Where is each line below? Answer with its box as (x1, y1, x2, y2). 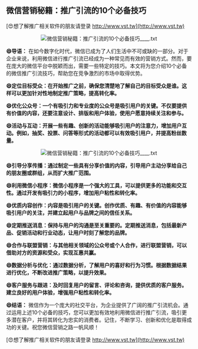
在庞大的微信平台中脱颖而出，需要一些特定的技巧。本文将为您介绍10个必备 (6, 62, 187, 69)
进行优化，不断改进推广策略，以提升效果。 (6, 269, 110, 276)
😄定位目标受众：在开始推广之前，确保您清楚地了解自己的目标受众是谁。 (6, 82, 182, 89)
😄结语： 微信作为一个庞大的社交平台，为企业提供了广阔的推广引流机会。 (6, 301, 184, 308)
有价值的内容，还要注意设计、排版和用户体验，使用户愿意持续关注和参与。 (6, 109, 187, 116)
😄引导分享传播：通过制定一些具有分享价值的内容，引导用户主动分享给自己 (6, 162, 187, 169)
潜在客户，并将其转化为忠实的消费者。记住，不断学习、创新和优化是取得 (11, 316, 187, 323)
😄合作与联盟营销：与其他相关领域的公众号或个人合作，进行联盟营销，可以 (6, 242, 187, 249)
